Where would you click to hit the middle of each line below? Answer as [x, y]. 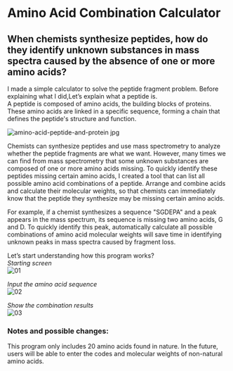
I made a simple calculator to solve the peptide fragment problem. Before [113, 89]
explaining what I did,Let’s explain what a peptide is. [82, 96]
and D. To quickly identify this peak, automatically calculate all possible [110, 227]
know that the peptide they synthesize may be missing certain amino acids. [116, 198]
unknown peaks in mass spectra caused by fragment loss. [92, 242]
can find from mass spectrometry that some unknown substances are [108, 161]
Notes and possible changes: [58, 331]
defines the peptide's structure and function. [72, 119]
